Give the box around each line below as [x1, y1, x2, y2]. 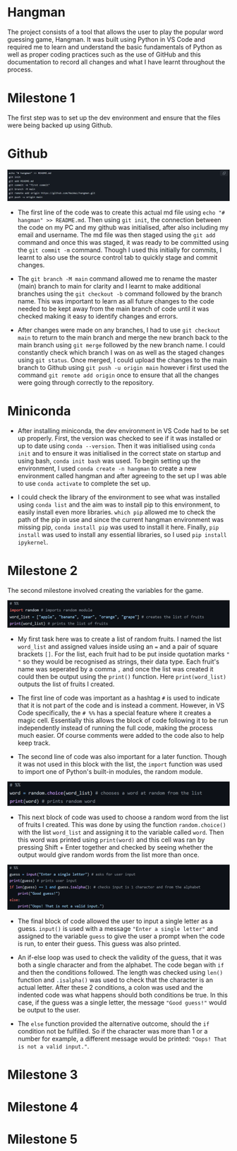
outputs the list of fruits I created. [17, 680, 115, 688]
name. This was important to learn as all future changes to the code [17, 296, 215, 305]
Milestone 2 [7, 562, 78, 579]
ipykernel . [17, 538, 49, 546]
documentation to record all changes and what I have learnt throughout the [7, 57, 226, 66]
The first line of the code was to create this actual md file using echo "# [17, 208, 226, 216]
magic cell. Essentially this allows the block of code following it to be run [17, 716, 229, 725]
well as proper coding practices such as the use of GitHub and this [7, 50, 201, 59]
